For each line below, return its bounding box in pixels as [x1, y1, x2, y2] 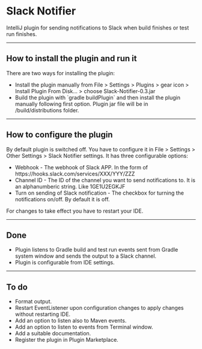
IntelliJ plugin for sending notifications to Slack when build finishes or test [6, 24, 189, 31]
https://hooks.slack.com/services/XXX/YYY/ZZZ [14, 170, 135, 177]
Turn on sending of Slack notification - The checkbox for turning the [14, 189, 185, 196]
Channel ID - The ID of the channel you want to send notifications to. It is [14, 176, 195, 184]
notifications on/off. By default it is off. [14, 195, 110, 202]
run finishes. [6, 30, 37, 37]
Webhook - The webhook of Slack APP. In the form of [14, 163, 148, 171]
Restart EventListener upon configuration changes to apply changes [14, 305, 184, 312]
